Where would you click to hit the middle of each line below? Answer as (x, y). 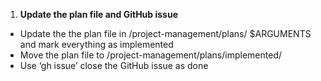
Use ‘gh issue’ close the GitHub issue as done (114, 65)
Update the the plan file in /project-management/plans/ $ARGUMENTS (165, 33)
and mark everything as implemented (96, 44)
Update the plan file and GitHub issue (99, 14)
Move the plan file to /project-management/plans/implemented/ (150, 55)
